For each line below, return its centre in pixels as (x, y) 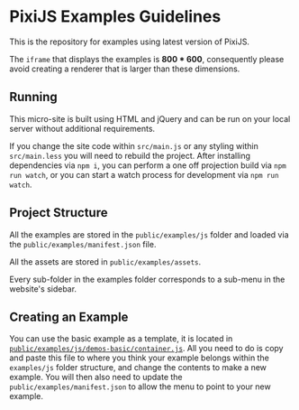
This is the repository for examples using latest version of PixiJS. (130, 42)
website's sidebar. (43, 289)
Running (34, 97)
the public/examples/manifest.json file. (83, 244)
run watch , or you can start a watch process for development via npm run (144, 174)
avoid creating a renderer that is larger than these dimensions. (125, 69)
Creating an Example (69, 317)
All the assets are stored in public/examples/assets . (105, 261)
